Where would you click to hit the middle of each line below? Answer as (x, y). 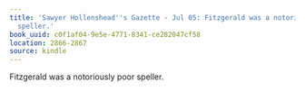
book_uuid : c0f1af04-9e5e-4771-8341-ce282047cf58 (105, 34)
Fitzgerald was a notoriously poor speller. (87, 77)
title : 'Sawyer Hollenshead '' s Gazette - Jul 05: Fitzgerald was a (140, 18)
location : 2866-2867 (49, 43)
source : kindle (38, 51)
